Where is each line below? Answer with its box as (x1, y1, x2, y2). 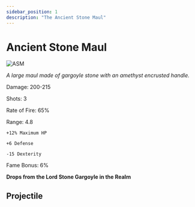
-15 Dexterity (6, 151, 42, 157)
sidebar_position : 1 (6, 8, 58, 15)
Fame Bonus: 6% (6, 162, 49, 169)
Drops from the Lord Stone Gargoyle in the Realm (6, 173, 131, 181)
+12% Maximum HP (6, 130, 47, 136)
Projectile (6, 191, 43, 201)
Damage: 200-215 (6, 84, 51, 91)
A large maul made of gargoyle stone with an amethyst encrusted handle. (6, 72, 190, 79)
